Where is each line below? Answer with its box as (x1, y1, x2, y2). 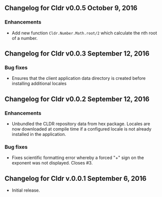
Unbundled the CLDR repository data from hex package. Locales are (11, 121, 150, 127)
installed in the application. (11, 131, 66, 137)
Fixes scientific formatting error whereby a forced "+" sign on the (11, 155, 144, 161)
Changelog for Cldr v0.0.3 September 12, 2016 (4, 49, 150, 58)
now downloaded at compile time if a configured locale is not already (11, 126, 152, 132)
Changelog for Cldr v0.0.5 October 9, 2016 (4, 4, 138, 12)
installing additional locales (11, 81, 67, 87)
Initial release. (11, 187, 40, 194)
